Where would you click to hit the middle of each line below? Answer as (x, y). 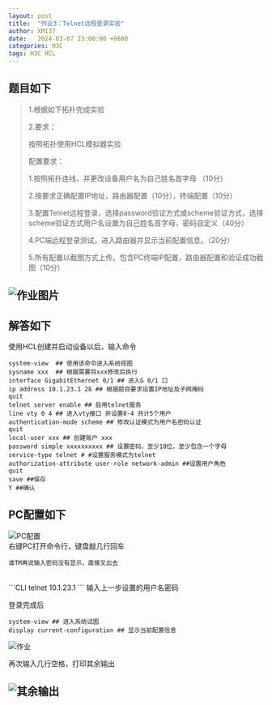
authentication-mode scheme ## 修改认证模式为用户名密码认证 (105, 422)
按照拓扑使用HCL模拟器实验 (74, 143)
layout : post (30, 16)
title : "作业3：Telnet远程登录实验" (66, 23)
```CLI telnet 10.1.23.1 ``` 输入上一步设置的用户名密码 (93, 587)
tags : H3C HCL (32, 53)
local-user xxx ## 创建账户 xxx (61, 438)
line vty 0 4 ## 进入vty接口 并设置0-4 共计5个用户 (90, 414)
